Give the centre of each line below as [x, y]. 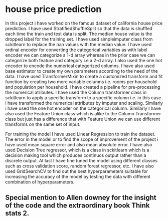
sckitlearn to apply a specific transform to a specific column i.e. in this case [83, 97]
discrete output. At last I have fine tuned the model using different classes [81, 160]
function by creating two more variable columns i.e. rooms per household [81, 82]
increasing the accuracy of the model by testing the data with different [78, 176]
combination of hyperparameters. [40, 182]
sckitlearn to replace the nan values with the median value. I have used [78, 44]
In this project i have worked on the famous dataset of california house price [84, 23]
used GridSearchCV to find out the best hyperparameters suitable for [76, 171]
